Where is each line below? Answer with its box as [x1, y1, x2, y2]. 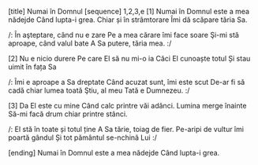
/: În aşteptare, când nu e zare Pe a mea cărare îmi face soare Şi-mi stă [8, 31, 239, 39]
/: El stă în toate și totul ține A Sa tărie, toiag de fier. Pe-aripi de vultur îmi [8, 125, 245, 134]
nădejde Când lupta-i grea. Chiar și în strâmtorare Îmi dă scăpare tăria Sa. [8, 15, 248, 24]
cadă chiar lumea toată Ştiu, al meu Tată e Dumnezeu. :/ [8, 86, 190, 95]
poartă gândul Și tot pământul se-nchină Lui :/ [8, 133, 158, 142]
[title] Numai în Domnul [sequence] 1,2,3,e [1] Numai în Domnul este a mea [8, 7, 250, 16]
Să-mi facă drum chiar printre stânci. [8, 109, 128, 119]
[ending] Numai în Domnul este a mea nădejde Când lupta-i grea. [8, 148, 220, 157]
